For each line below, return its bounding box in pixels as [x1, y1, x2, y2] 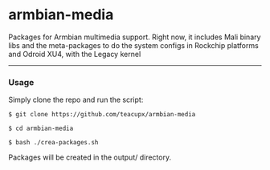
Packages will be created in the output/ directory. [8, 152, 171, 162]
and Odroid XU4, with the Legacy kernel [8, 49, 141, 59]
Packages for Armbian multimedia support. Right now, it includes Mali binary [8, 32, 261, 42]
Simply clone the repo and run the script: [8, 95, 144, 105]
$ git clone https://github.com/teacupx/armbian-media [8, 111, 196, 119]
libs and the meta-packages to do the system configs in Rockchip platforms [8, 40, 259, 50]
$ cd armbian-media [8, 124, 74, 133]
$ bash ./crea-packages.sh [8, 139, 99, 147]
